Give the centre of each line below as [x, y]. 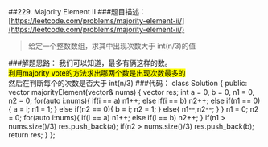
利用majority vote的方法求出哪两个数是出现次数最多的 [97, 73]
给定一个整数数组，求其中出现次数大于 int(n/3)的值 [112, 46]
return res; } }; [32, 135]
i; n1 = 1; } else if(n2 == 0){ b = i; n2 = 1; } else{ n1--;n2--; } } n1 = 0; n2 [142, 109]
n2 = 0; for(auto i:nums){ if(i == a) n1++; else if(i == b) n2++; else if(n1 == [130, 100]
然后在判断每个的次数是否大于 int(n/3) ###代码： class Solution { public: [128, 83]
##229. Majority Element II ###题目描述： [78, 12]
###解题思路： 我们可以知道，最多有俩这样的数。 [90, 63]
